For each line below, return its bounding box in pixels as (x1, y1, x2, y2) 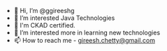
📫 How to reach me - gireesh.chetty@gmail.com (13, 37, 156, 44)
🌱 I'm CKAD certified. (13, 21, 75, 29)
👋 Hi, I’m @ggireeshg (13, 7, 75, 14)
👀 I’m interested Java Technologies (13, 14, 115, 22)
